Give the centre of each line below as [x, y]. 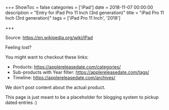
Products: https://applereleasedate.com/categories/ [67, 67]
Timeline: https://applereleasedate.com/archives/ [64, 77]
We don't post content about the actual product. [55, 87]
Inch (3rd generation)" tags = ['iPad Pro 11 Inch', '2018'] [63, 18]
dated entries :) [21, 102]
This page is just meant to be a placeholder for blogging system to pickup [82, 97]
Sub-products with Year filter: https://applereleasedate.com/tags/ [81, 72]
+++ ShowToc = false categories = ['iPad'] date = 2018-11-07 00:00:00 [79, 7]
